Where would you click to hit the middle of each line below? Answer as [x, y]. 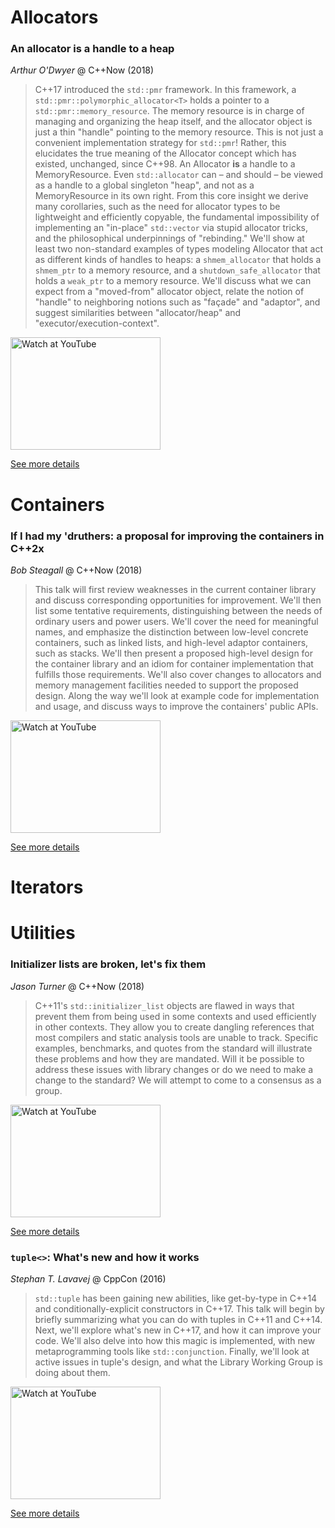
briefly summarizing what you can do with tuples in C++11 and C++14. [178, 1319]
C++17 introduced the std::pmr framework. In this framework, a [165, 90]
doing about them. [72, 1372]
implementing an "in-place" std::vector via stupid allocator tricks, [171, 228]
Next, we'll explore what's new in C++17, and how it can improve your [178, 1330]
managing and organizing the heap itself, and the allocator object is [173, 122]
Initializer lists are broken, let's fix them [108, 964]
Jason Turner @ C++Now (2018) [77, 986]
